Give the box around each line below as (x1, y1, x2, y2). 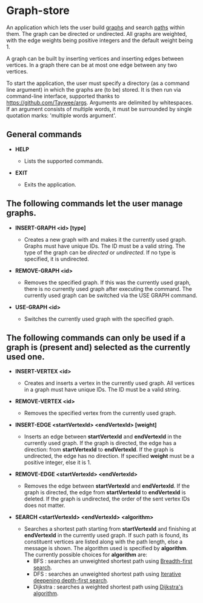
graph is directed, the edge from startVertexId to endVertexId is (24, 489, 186, 496)
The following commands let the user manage (6, 199, 183, 209)
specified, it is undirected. (24, 255, 89, 262)
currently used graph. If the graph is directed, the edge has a (24, 440, 177, 447)
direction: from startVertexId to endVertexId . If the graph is (24, 446, 174, 453)
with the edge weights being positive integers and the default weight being (6, 36, 193, 44)
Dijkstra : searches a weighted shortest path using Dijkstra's (33, 584, 184, 591)
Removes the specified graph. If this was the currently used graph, (24, 279, 191, 286)
